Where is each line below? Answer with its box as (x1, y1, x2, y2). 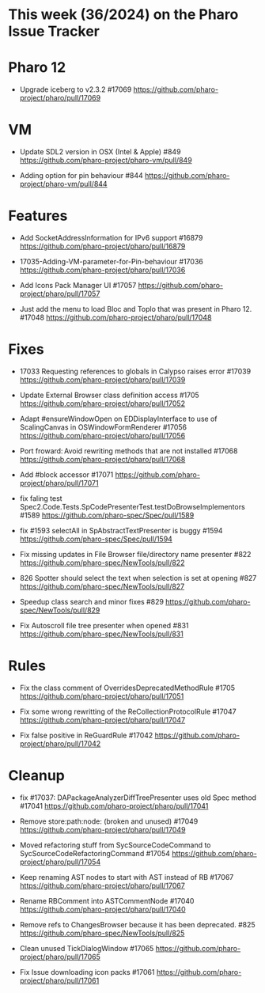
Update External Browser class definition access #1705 (19, 390, 199, 400)
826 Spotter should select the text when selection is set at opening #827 (19, 573, 257, 582)
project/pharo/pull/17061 (19, 976, 100, 985)
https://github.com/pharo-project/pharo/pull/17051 (19, 691, 184, 701)
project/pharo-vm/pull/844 (19, 180, 108, 189)
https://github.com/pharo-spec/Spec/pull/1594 (19, 534, 172, 544)
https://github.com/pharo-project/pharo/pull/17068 (19, 454, 186, 464)
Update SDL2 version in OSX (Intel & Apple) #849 (19, 147, 181, 157)
